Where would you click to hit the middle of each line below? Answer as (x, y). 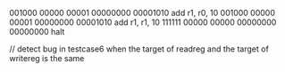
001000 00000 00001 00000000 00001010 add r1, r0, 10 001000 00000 (142, 13)
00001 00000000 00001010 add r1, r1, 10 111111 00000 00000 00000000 (143, 22)
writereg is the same (47, 58)
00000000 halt (37, 32)
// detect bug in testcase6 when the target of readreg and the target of (139, 49)
